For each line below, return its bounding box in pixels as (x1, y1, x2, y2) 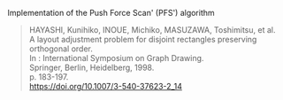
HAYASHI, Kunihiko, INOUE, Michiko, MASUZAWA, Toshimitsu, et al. (28, 25, 276, 35)
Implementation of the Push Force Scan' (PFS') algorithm (7, 8, 215, 18)
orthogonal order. (28, 43, 93, 54)
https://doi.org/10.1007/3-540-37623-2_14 (28, 81, 182, 91)
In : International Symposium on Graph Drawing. (28, 53, 204, 63)
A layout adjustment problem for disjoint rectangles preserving (28, 35, 257, 44)
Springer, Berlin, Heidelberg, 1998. (28, 62, 155, 73)
